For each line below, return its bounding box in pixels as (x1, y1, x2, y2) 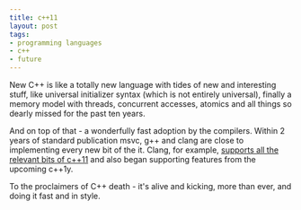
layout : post (9, 22, 58, 31)
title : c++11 (9, 13, 58, 22)
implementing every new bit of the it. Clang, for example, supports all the (9, 144, 279, 155)
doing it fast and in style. (9, 190, 101, 201)
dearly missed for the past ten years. (9, 109, 146, 118)
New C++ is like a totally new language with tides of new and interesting (9, 80, 277, 90)
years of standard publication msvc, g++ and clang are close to (9, 136, 244, 145)
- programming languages (9, 38, 102, 48)
